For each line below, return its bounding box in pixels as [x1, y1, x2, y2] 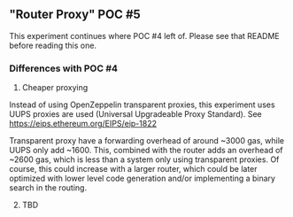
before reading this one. [9, 40, 97, 50]
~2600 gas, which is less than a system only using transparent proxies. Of [9, 154, 280, 165]
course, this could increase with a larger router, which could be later [9, 164, 258, 174]
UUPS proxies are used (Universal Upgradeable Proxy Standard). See [9, 109, 263, 120]
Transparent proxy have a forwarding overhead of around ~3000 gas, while [9, 136, 285, 146]
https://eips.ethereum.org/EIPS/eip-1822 [9, 119, 158, 129]
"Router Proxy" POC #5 [9, 7, 142, 22]
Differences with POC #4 [9, 62, 118, 74]
